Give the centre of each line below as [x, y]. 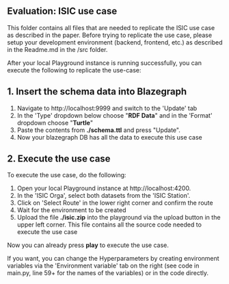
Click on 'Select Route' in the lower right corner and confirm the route [115, 203]
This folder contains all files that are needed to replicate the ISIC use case [111, 27]
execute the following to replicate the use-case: [74, 70]
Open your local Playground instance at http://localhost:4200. [104, 188]
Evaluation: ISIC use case [62, 11]
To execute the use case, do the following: [67, 175]
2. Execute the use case [59, 159]
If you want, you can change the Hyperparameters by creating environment [113, 259]
